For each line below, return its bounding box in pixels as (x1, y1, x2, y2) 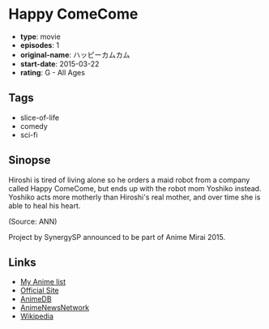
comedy (19, 121, 49, 130)
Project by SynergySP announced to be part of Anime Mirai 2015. (8, 232, 225, 241)
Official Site (19, 285, 59, 296)
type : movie (19, 32, 61, 41)
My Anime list (19, 277, 66, 287)
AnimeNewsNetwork (19, 303, 90, 313)
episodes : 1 (19, 40, 59, 49)
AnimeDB (19, 294, 52, 304)
